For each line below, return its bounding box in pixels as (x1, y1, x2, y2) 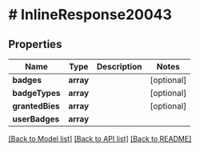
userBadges (12, 113, 60, 125)
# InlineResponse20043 (8, 6, 172, 24)
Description (96, 62, 142, 72)
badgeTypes (12, 88, 61, 98)
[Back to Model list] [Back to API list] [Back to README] (8, 134, 192, 143)
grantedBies (12, 101, 60, 111)
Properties (8, 38, 62, 51)
